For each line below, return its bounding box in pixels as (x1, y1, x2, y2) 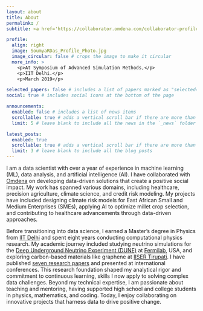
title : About (6, 14, 39, 21)
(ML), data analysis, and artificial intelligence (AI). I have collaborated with (6, 171, 190, 178)
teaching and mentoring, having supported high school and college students (6, 285, 196, 292)
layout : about (6, 8, 42, 15)
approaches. (6, 216, 38, 223)
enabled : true (11, 136, 47, 143)
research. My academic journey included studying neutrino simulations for (6, 240, 192, 248)
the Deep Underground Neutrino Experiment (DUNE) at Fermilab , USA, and (6, 247, 192, 254)
